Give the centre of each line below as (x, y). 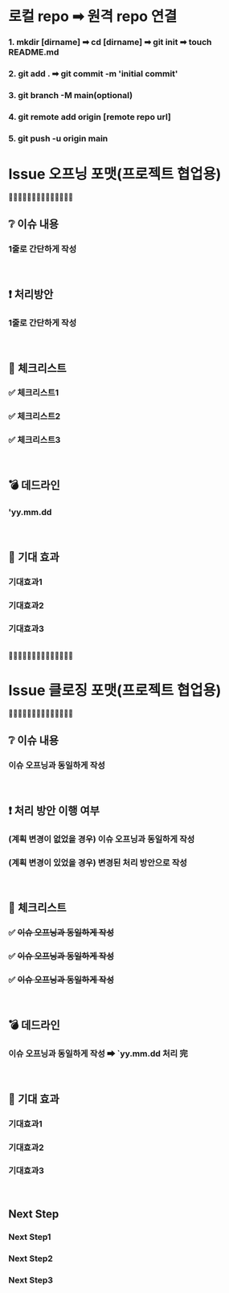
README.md (34, 52)
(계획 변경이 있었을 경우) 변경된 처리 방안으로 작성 (98, 862)
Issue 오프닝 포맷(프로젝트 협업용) (115, 174)
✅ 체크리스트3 (35, 440)
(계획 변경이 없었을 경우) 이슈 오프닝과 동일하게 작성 (102, 839)
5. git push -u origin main (58, 138)
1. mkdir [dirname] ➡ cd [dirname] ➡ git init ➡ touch (110, 43)
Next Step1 (30, 1237)
